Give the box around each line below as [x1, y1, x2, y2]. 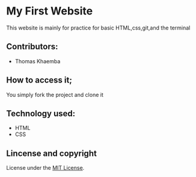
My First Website [6, 4, 93, 18]
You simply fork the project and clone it [6, 91, 103, 98]
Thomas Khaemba [14, 57, 61, 64]
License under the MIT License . [6, 164, 85, 172]
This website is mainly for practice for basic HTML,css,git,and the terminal [6, 24, 191, 31]
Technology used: [6, 108, 76, 119]
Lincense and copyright [6, 148, 97, 158]
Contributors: [6, 42, 58, 52]
